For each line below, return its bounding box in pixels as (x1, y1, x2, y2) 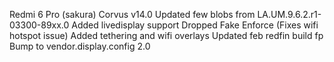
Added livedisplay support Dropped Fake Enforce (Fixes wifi (71, 19, 319, 31)
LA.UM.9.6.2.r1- (257, 9, 322, 20)
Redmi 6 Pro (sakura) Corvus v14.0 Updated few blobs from (9, 9, 256, 20)
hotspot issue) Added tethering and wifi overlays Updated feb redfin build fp (9, 30, 324, 41)
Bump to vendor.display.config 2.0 (9, 40, 151, 52)
